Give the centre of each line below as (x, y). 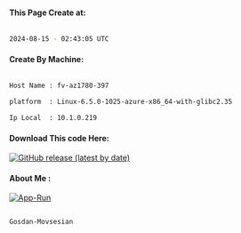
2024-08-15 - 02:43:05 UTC (59, 39)
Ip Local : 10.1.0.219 (53, 118)
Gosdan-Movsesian (41, 222)
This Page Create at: (48, 12)
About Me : (30, 178)
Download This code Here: (59, 138)
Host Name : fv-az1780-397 (59, 86)
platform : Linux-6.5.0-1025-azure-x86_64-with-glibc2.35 (121, 102)
